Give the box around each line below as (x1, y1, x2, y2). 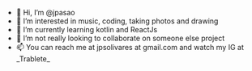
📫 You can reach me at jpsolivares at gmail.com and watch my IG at (15, 43, 245, 52)
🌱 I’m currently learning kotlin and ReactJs (15, 25, 158, 34)
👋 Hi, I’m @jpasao (15, 8, 75, 17)
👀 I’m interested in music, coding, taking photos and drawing (15, 16, 219, 26)
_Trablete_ (15, 54, 50, 64)
